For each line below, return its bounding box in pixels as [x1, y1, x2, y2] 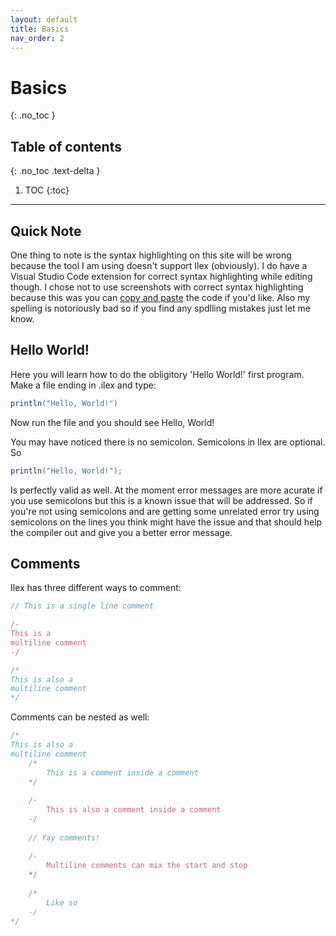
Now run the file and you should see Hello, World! [10, 416, 215, 428]
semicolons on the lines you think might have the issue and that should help [10, 516, 323, 528]
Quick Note [10, 222, 82, 240]
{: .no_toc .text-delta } [10, 165, 101, 177]
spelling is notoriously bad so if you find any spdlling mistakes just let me [10, 302, 312, 314]
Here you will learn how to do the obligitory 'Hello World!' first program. [10, 368, 305, 380]
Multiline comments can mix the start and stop [46, 861, 248, 871]
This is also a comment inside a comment [46, 805, 222, 815]
